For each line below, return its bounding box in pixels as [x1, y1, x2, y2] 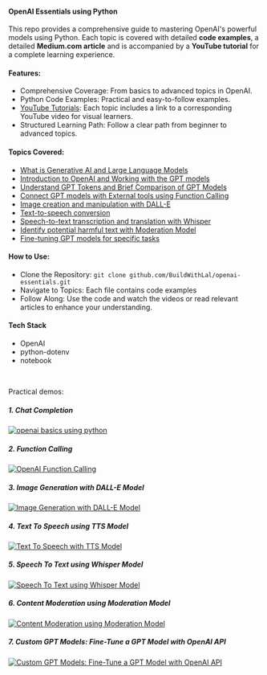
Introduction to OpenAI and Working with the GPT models [19, 174, 210, 183]
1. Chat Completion [8, 405, 74, 415]
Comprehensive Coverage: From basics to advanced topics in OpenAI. [19, 86, 253, 96]
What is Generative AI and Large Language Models [19, 165, 188, 174]
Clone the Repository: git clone [19, 269, 127, 279]
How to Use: [8, 252, 51, 261]
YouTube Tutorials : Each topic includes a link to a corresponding [19, 103, 233, 112]
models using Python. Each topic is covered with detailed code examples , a [8, 33, 259, 43]
